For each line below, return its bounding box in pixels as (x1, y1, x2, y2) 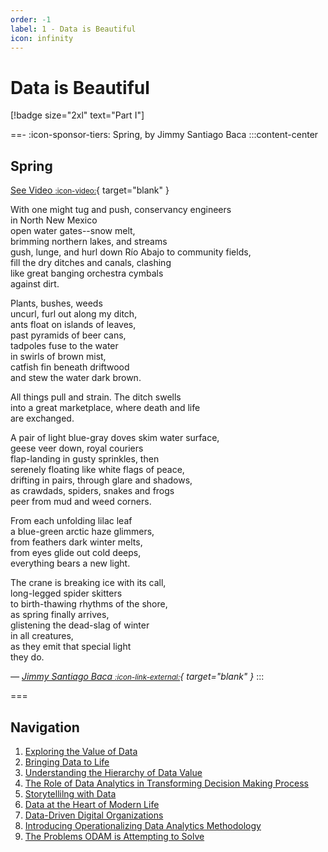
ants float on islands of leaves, (10, 319, 137, 331)
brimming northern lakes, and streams (10, 236, 168, 248)
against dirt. (10, 278, 60, 290)
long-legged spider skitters (10, 587, 123, 600)
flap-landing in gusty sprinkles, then (10, 453, 160, 465)
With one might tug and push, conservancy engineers (10, 204, 232, 216)
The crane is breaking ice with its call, (10, 577, 167, 589)
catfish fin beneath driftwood (10, 361, 130, 373)
